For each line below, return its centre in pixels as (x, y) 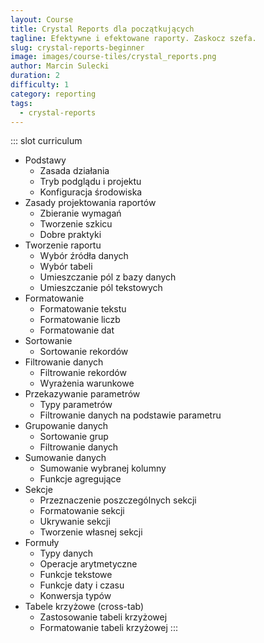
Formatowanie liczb (80, 320)
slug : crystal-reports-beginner (77, 47)
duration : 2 (35, 76)
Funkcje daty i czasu (82, 585)
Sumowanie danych (65, 458)
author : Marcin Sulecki (60, 66)
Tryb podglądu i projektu (90, 182)
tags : (21, 103)
